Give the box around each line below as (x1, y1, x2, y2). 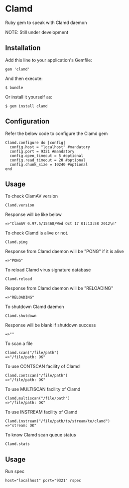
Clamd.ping (5, 239, 28, 245)
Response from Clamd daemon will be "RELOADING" (5, 285, 114, 291)
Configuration (5, 117, 50, 125)
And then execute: (5, 75, 43, 81)
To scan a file (5, 340, 33, 346)
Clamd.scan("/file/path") (5, 350, 59, 355)
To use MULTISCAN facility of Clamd (5, 386, 81, 392)
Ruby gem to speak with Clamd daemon (5, 19, 87, 25)
